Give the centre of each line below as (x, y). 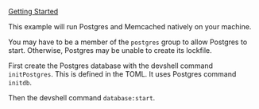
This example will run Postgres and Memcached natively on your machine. (130, 26)
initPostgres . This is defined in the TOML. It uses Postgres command (122, 74)
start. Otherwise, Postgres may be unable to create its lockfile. (110, 50)
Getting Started (33, 11)
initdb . (20, 83)
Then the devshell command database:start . (82, 98)
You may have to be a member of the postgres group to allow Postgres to (128, 42)
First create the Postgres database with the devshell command (110, 66)
